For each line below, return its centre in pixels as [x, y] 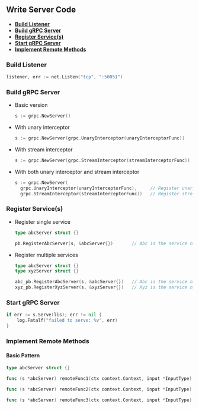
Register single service [43, 221]
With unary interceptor [42, 128]
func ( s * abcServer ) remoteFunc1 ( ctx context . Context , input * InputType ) [99, 379]
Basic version [31, 105]
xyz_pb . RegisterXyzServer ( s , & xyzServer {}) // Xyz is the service [101, 287]
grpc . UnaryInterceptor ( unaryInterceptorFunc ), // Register [100, 188]
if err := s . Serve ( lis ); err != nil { [54, 315]
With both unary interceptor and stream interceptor [77, 172]
